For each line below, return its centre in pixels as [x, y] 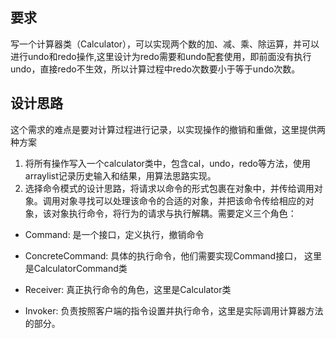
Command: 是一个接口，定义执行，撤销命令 [114, 234]
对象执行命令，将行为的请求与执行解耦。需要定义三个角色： [174, 213]
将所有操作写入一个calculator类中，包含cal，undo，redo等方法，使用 [167, 163]
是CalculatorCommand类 [76, 268]
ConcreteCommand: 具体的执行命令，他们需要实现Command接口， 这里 [173, 255]
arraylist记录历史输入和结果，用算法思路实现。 [120, 175]
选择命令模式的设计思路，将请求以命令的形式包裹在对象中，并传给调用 [169, 188]
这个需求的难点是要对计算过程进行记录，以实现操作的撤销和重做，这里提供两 [168, 129]
